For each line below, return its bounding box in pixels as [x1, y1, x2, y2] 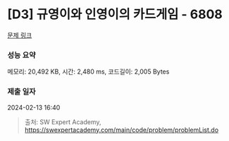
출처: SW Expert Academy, [24, 117, 101, 126]
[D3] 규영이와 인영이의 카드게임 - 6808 [7, 6, 223, 22]
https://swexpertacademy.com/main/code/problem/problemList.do [24, 126, 219, 134]
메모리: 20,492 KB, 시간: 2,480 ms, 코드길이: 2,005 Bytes [7, 67, 170, 76]
